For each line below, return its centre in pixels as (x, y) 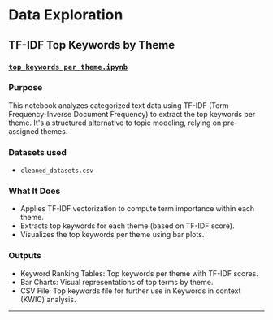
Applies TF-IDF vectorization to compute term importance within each (137, 209)
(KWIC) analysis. (48, 299)
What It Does (35, 191)
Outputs (25, 256)
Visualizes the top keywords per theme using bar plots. (112, 235)
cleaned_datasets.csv (56, 171)
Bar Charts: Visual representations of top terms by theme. (117, 282)
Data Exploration (66, 15)
